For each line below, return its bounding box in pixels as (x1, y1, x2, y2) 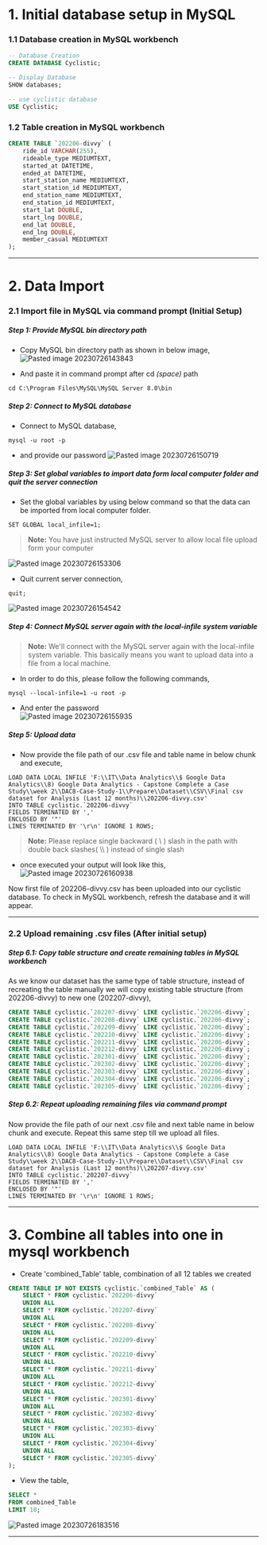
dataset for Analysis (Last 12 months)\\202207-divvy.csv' (8, 1164, 208, 1172)
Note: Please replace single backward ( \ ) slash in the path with (27, 836, 238, 846)
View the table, (19, 1476, 69, 1485)
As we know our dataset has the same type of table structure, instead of (8, 976, 245, 986)
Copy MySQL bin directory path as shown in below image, (19, 346, 211, 355)
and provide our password (19, 450, 106, 460)
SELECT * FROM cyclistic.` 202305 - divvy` (22, 1454, 158, 1462)
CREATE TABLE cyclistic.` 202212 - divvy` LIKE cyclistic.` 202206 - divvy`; (8, 1045, 250, 1053)
